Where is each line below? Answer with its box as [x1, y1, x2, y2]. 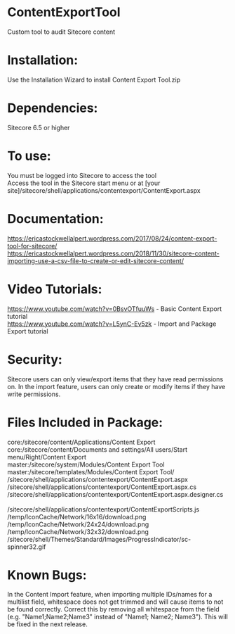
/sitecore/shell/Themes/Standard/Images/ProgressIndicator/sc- [7, 535, 192, 543]
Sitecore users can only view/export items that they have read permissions [7, 374, 224, 383]
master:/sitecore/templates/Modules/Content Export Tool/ [7, 467, 175, 476]
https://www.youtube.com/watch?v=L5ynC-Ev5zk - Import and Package [7, 319, 217, 328]
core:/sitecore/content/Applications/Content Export [7, 438, 156, 446]
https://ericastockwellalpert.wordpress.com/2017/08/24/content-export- [7, 234, 217, 243]
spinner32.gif [7, 543, 46, 551]
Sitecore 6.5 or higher [7, 123, 70, 132]
